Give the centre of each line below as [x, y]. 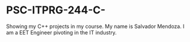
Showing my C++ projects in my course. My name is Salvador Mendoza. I [95, 26]
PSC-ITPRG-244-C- [56, 10]
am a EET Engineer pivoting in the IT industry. [61, 32]
